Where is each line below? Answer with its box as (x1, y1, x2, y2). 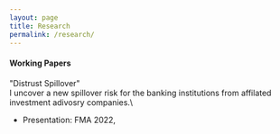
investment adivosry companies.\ (9, 96, 134, 108)
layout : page (9, 13, 59, 22)
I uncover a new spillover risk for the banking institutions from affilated (9, 87, 272, 98)
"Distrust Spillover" (9, 77, 80, 88)
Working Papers (9, 58, 71, 68)
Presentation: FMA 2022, (22, 114, 116, 125)
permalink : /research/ (9, 30, 95, 39)
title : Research (9, 22, 70, 31)
